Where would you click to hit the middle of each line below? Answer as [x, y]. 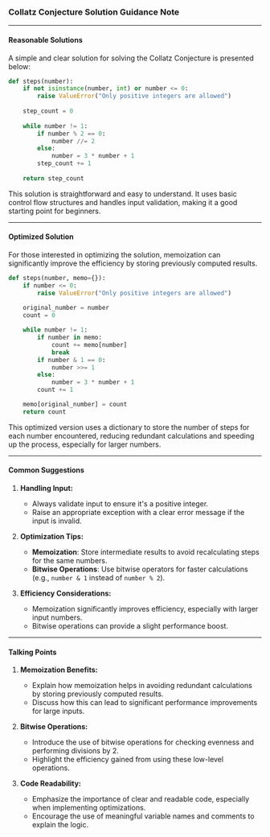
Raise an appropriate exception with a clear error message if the [138, 513]
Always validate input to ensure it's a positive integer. [120, 504]
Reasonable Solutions [45, 39]
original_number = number [66, 308]
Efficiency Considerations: [65, 593]
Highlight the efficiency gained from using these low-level [127, 760]
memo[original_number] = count [75, 405]
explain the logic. [60, 825]
